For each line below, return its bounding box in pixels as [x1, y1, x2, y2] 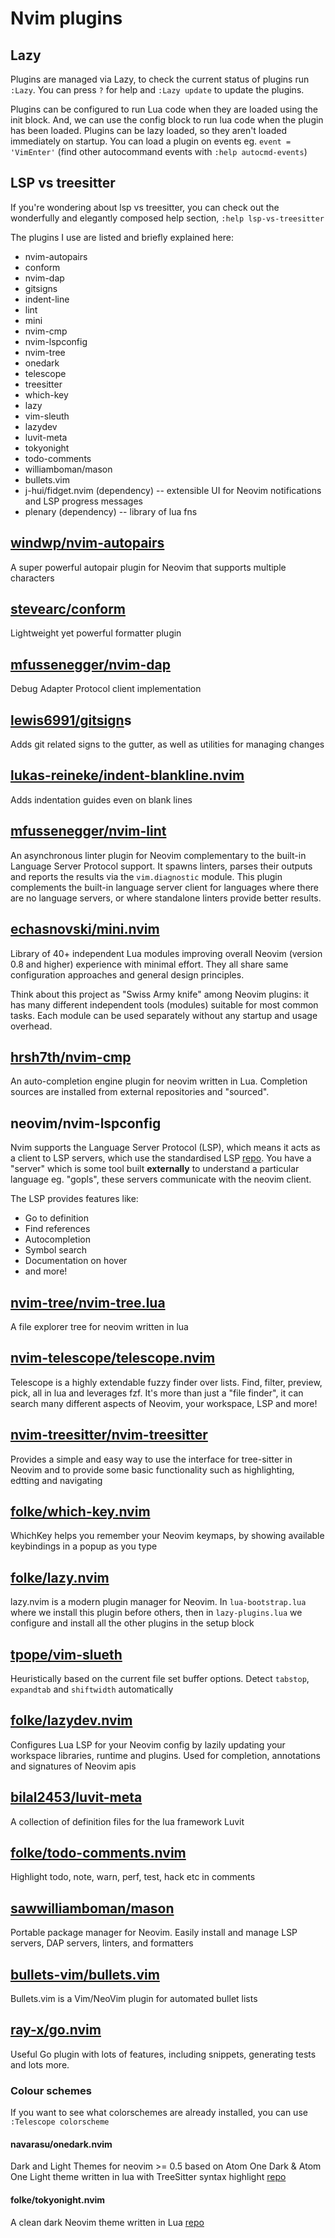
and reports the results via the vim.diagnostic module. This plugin [10, 870, 283, 882]
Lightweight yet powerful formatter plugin [10, 627, 182, 639]
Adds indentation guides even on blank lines [10, 793, 193, 806]
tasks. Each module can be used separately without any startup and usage [10, 1009, 318, 1021]
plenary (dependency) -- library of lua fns [24, 505, 198, 517]
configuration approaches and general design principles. [10, 968, 245, 981]
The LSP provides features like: [10, 1193, 139, 1205]
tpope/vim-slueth [10, 1646, 123, 1663]
